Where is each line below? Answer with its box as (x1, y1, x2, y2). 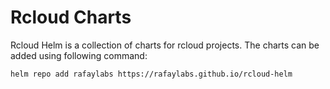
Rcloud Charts (10, 6, 132, 29)
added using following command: (10, 49, 148, 61)
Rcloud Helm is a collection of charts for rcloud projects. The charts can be (10, 39, 320, 51)
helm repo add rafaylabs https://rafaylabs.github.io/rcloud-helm (10, 69, 293, 79)
